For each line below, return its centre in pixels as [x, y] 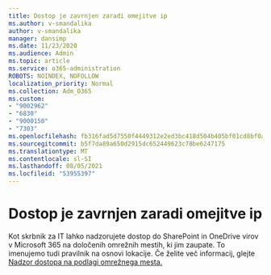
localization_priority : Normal [61, 83]
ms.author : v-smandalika [50, 23]
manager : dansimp [38, 38]
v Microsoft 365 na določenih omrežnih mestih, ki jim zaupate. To [117, 244]
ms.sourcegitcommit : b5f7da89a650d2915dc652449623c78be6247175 [117, 144]
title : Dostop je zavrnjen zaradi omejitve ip [88, 16]
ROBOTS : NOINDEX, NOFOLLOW [54, 76]
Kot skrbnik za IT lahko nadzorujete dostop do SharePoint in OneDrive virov [133, 236]
